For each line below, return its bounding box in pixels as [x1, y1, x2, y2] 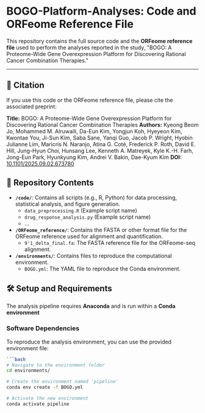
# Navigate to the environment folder [6, 362, 105, 368]
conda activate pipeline [6, 401, 70, 407]
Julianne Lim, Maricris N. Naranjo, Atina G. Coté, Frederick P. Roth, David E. [6, 140, 196, 147]
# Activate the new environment [6, 395, 88, 401]
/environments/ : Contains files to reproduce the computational [15, 252, 172, 259]
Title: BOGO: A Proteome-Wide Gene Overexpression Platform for [6, 115, 172, 122]
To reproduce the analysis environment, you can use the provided [6, 338, 172, 345]
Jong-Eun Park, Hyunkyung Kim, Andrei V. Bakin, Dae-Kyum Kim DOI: [6, 154, 182, 161]
